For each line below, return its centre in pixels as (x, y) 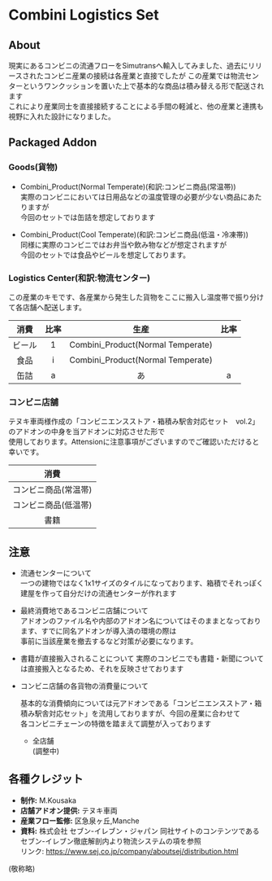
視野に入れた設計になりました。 (62, 116)
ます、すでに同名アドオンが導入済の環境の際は (98, 631)
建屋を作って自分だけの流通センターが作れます (98, 594)
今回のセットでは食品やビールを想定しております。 (105, 255)
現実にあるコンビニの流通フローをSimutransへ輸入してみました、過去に (128, 66)
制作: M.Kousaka (48, 800)
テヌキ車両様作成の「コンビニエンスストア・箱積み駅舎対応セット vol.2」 (134, 422)
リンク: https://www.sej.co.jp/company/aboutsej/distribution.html (129, 851)
